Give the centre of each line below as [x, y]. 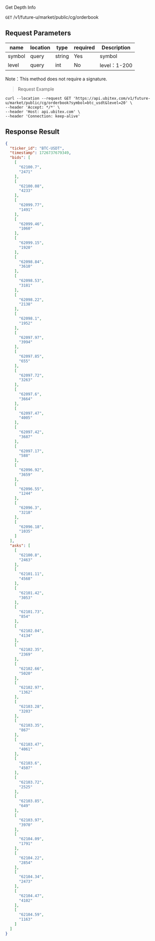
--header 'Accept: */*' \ [32, 107]
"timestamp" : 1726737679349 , [41, 153]
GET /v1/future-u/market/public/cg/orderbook [52, 17]
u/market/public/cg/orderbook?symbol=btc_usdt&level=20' [67, 103]
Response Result [32, 132]
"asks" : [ [20, 546]
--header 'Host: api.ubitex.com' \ [43, 111]
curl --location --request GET [38, 98]
